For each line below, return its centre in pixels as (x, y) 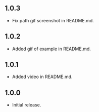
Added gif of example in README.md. (52, 49)
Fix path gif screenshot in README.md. (53, 20)
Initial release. (27, 105)
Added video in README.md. (42, 77)
